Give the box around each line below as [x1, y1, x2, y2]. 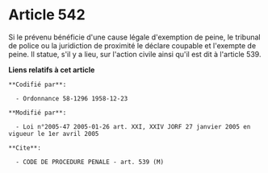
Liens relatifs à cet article [8, 64, 95, 74]
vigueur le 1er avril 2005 [8, 130, 99, 138]
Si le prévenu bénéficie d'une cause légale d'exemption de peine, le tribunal [8, 32, 261, 42]
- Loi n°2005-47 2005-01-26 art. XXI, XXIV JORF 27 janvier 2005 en [15, 122, 251, 130]
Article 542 [8, 6, 86, 24]
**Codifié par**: [8, 80, 67, 89]
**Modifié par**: [8, 109, 67, 117]
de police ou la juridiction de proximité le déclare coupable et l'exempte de [8, 40, 257, 50]
